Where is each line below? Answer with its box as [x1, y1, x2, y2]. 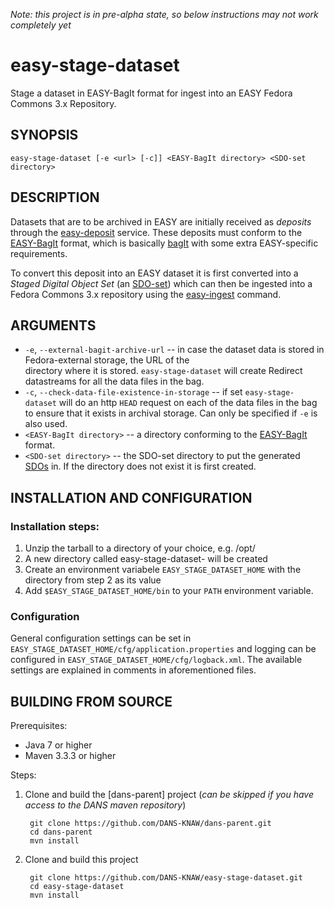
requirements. [10, 247, 68, 259]
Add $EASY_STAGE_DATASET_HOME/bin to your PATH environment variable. [24, 585, 314, 597]
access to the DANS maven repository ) [24, 799, 187, 811]
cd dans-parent [29, 827, 93, 838]
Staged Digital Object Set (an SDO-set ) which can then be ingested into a [10, 277, 313, 289]
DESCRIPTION [10, 189, 100, 206]
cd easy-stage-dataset [29, 882, 125, 892]
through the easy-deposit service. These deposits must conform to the [10, 226, 303, 238]
